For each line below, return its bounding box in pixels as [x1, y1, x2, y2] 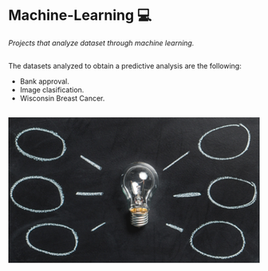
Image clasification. [19, 85, 85, 95]
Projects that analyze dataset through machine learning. [8, 37, 195, 48]
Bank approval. [19, 77, 69, 86]
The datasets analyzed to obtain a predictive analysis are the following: [8, 61, 242, 71]
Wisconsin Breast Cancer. [19, 93, 105, 104]
